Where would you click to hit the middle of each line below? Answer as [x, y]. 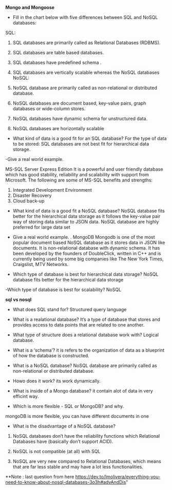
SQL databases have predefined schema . [57, 63]
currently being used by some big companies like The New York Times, [88, 259]
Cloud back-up [28, 201]
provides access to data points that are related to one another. [79, 325]
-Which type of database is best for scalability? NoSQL [63, 290]
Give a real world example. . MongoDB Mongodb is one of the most [84, 237]
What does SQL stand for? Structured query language [70, 309]
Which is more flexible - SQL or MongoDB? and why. [68, 406]
